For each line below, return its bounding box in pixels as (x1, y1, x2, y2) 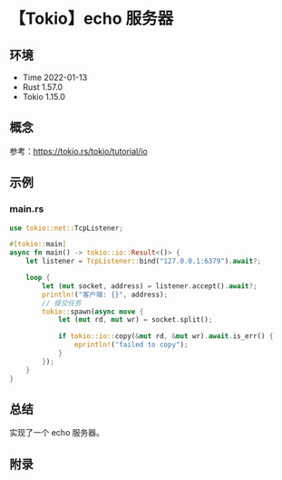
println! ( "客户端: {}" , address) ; (42, 290, 169, 299)
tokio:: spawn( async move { (42, 306, 144, 316)
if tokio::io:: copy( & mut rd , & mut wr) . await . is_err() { (57, 332, 274, 341)
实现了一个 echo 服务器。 (9, 427, 104, 438)
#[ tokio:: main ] (9, 240, 67, 249)
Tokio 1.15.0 (22, 92, 66, 102)
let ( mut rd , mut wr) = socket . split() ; (57, 315, 213, 325)
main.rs (9, 203, 44, 215)
